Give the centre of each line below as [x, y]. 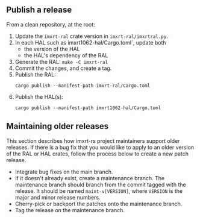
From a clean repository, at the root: [51, 24]
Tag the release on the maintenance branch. [70, 210]
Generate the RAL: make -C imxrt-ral [61, 61]
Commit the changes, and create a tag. [63, 68]
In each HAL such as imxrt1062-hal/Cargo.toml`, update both [91, 42]
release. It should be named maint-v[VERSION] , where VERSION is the [98, 191]
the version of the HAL [52, 49]
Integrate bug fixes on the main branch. [64, 172]
